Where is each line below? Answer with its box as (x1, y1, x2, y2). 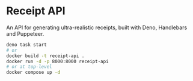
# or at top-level (6, 64, 52, 70)
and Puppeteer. (6, 30, 44, 37)
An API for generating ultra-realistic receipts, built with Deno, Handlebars (6, 24, 188, 31)
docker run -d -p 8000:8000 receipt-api (6, 58, 109, 64)
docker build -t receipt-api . (6, 52, 85, 59)
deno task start (6, 42, 47, 48)
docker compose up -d (6, 70, 61, 76)
